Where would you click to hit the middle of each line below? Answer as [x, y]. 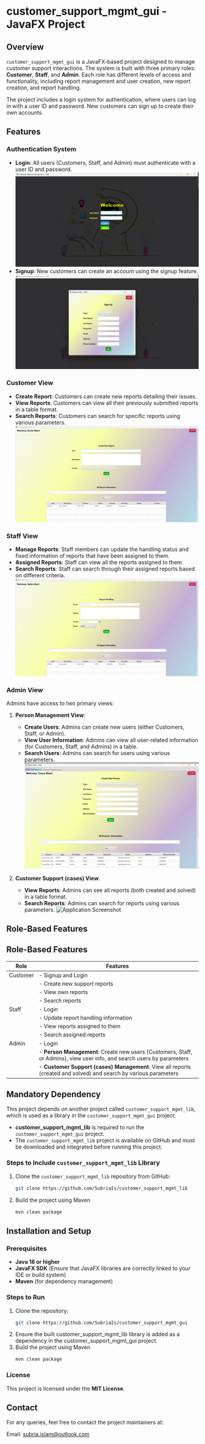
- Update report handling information [85, 1017]
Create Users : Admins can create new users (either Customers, [104, 727]
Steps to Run [26, 1298]
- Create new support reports [76, 983]
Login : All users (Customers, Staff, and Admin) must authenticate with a [105, 162]
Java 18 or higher [37, 1262]
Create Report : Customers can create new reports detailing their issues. [106, 396]
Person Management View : [50, 715]
